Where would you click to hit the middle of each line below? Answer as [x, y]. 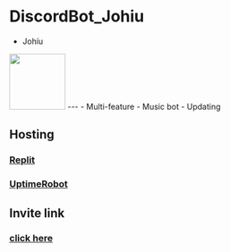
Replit [22, 160]
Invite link [37, 213]
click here [31, 239]
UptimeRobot [39, 184]
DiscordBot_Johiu [77, 17]
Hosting [32, 134]
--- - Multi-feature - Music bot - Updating [144, 106]
